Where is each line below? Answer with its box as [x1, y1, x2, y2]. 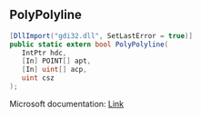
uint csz [21, 74, 55, 83]
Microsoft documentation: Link [9, 98, 125, 109]
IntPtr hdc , [21, 48, 67, 57]
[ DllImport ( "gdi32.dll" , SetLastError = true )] [9, 31, 194, 40]
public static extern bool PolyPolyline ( [9, 40, 169, 49]
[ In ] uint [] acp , [21, 65, 88, 74]
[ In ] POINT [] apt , [21, 56, 92, 66]
